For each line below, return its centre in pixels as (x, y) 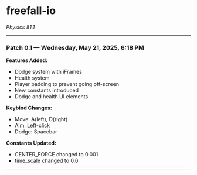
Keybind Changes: (29, 108)
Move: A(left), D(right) (41, 119)
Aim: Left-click (32, 126)
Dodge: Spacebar (36, 132)
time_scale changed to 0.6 (46, 161)
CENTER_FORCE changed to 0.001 (56, 155)
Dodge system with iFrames (48, 72)
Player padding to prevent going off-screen (67, 84)
